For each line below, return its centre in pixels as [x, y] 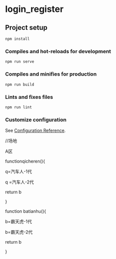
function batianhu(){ [26, 211]
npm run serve [20, 62]
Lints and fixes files [29, 97]
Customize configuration [36, 119]
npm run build [20, 85]
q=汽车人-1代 [19, 172]
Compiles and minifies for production [51, 74]
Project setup [27, 28]
